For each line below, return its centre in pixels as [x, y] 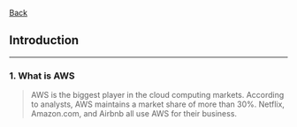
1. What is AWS [42, 76]
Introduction [44, 40]
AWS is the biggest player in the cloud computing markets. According [157, 95]
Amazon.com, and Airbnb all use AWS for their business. [133, 114]
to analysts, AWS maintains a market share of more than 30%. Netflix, [158, 104]
